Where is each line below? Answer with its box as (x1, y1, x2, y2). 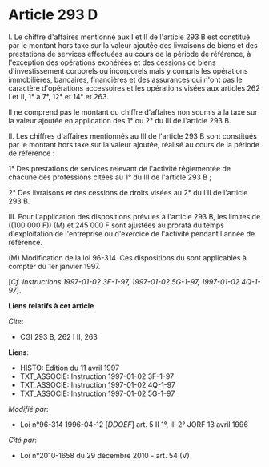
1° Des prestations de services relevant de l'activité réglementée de (8, 163, 231, 173)
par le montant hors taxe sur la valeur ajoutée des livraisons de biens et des (8, 40, 258, 50)
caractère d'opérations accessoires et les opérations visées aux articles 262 (8, 83, 260, 93)
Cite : (8, 316, 24, 326)
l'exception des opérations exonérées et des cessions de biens (8, 58, 216, 67)
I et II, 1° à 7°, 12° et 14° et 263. (8, 91, 110, 101)
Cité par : (8, 435, 38, 445)
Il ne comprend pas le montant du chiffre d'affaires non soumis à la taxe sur (8, 107, 258, 117)
